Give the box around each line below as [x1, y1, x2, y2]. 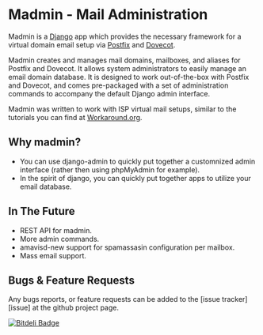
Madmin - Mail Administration [8, 6, 208, 24]
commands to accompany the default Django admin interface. [8, 88, 211, 98]
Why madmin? [8, 136, 82, 149]
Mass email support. [19, 250, 87, 260]
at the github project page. [32, 303, 119, 313]
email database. [19, 182, 72, 191]
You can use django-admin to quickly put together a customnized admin [19, 156, 256, 166]
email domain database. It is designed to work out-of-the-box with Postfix [8, 72, 250, 81]
